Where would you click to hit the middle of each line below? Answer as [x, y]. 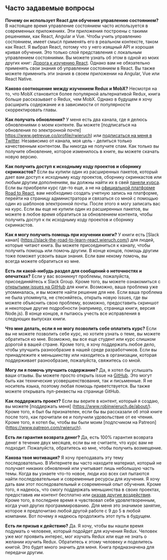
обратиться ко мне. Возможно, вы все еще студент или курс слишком [81, 339]
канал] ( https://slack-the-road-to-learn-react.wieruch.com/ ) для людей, [80, 240]
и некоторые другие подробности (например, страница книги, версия [80, 308]
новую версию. [22, 157]
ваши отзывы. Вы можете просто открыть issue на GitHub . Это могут [79, 375]
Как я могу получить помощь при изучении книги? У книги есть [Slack [82, 234]
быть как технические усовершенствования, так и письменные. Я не [79, 380]
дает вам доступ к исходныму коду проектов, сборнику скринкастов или [83, 177]
